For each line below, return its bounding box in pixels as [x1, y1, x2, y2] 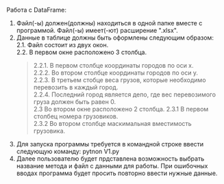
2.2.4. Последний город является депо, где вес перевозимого [33, 90, 216, 98]
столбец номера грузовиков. [33, 112, 119, 120]
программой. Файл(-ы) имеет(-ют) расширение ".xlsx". [16, 27, 179, 34]
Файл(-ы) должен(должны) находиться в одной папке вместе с [16, 19, 203, 27]
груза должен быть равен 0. [33, 98, 116, 105]
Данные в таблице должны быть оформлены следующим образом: [16, 34, 214, 42]
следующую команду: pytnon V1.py [16, 147, 120, 155]
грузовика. [33, 127, 66, 135]
